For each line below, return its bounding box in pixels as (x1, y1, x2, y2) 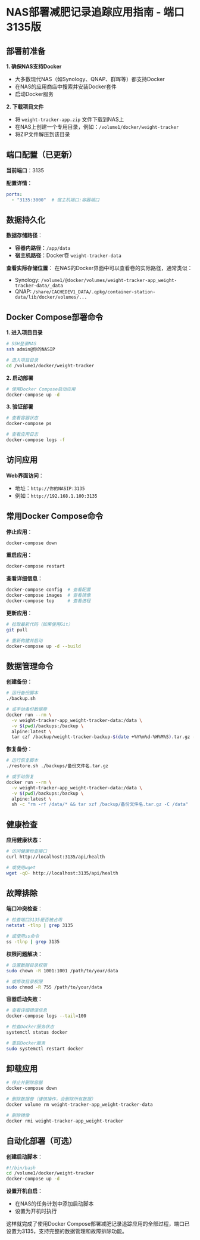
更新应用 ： (6, 609, 33, 616)
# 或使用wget (6, 864, 36, 870)
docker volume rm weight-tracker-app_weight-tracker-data (6, 1102, 153, 1108)
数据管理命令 (6, 661, 54, 671)
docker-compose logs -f (6, 437, 65, 443)
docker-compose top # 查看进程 (6, 598, 91, 604)
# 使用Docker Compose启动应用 (6, 386, 76, 392)
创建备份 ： (6, 678, 33, 686)
